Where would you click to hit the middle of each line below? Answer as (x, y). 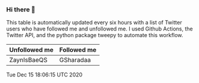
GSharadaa (75, 60)
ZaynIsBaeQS (29, 60)
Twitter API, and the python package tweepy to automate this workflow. (95, 35)
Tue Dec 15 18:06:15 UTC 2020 (44, 75)
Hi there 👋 (21, 10)
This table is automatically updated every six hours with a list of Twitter (94, 23)
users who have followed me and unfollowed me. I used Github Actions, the (100, 29)
